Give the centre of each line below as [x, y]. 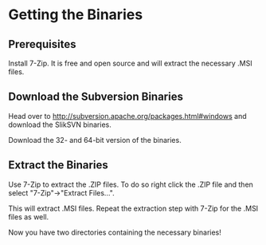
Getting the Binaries [76, 15]
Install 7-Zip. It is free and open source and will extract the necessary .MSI [130, 63]
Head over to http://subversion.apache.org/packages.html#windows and [127, 116]
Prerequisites [42, 44]
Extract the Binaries [59, 165]
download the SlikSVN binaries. [60, 124]
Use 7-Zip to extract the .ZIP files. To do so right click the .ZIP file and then [131, 184]
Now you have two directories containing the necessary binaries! [115, 232]
